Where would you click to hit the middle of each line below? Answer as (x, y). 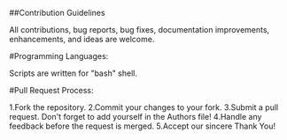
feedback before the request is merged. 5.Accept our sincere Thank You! (143, 126)
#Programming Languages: (59, 56)
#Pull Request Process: (52, 90)
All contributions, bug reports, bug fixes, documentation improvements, (140, 29)
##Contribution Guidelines (57, 13)
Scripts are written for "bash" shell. (74, 73)
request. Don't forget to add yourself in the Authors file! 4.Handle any (136, 117)
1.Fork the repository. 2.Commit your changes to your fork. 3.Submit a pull (144, 107)
